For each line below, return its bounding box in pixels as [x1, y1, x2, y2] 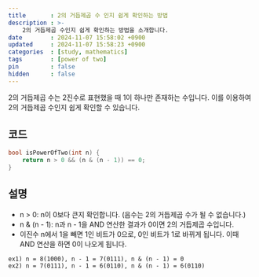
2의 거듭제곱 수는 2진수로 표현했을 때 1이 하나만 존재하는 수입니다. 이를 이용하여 [8, 92, 252, 102]
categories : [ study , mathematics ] [8, 48, 128, 56]
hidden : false [8, 70, 76, 78]
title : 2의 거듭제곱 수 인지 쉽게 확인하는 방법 [8, 11, 169, 20]
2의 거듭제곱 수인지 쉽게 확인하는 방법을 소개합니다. [22, 26, 169, 34]
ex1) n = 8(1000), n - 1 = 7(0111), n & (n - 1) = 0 [8, 255, 184, 263]
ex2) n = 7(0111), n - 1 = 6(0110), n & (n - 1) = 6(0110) [8, 261, 206, 270]
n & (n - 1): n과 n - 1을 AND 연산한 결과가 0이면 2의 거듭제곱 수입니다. [19, 220, 234, 229]
